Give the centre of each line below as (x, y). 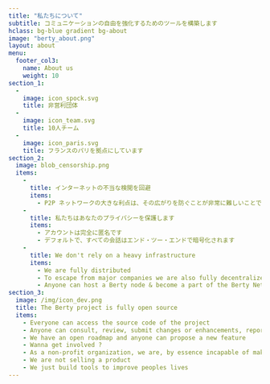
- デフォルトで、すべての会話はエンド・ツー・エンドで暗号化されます (136, 241)
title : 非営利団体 (51, 105)
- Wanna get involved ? (63, 345)
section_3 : (27, 293)
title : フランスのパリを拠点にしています (83, 151)
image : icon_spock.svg (61, 98)
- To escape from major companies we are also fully (127, 278)
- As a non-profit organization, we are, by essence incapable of (136, 353)
